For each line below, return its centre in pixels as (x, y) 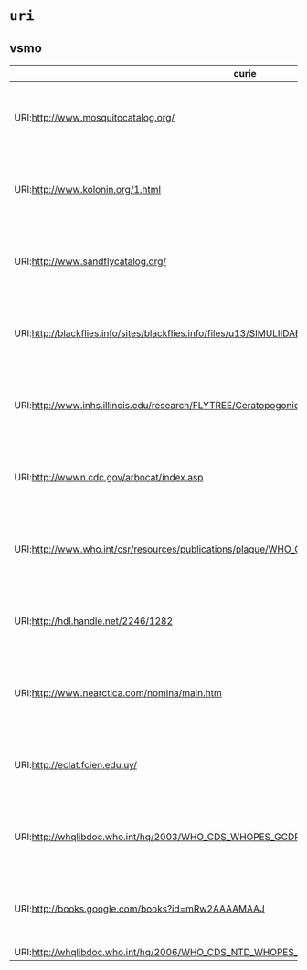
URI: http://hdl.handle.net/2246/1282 (94, 621)
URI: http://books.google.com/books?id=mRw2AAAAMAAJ (139, 909)
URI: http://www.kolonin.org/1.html (88, 190)
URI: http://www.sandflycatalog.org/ (90, 261)
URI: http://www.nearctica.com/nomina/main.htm (118, 693)
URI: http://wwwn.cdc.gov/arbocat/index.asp (109, 477)
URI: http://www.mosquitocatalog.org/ (95, 117)
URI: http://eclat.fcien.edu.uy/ (75, 765)
